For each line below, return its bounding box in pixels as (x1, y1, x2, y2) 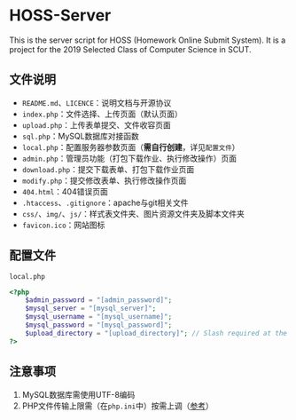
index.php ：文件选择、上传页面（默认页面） (21, 108, 183, 119)
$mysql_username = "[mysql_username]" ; (25, 313, 173, 321)
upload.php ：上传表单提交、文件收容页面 (21, 119, 171, 130)
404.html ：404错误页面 (21, 186, 108, 196)
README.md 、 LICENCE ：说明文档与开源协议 (21, 97, 172, 107)
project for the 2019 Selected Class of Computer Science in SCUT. (9, 44, 252, 54)
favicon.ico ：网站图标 (21, 219, 105, 230)
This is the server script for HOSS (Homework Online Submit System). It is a (9, 35, 286, 45)
